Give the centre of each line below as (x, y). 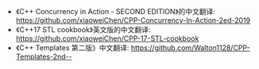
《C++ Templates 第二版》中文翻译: (72, 48)
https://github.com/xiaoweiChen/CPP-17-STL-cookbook (107, 38)
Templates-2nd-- (44, 56)
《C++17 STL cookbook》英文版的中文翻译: (83, 29)
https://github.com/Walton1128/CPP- (190, 48)
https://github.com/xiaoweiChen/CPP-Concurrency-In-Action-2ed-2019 (133, 20)
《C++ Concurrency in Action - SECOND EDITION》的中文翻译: (116, 11)
